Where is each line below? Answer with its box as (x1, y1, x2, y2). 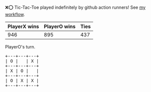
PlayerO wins (44, 23, 76, 30)
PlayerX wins (7, 23, 39, 30)
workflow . (5, 12, 25, 17)
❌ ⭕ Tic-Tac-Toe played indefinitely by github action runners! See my (5, 4, 146, 10)
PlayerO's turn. (5, 44, 35, 49)
